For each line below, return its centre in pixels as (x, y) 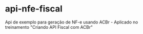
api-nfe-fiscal (34, 9)
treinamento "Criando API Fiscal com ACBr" (49, 27)
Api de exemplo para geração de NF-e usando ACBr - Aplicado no (71, 22)
